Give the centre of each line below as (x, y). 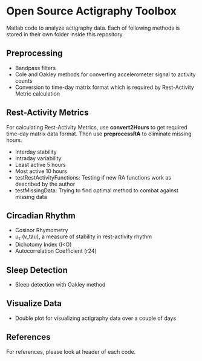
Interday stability (36, 152)
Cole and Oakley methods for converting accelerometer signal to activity (105, 74)
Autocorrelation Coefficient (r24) (56, 251)
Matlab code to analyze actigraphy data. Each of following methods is (93, 28)
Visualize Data (34, 304)
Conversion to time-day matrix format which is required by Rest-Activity (105, 87)
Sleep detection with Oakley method (60, 284)
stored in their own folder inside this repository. (65, 34)
